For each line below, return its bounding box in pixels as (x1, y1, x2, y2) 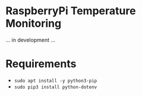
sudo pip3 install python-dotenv (14, 84, 97, 90)
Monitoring (5, 17, 62, 30)
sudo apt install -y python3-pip (14, 78, 97, 84)
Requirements (5, 57, 77, 71)
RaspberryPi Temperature (5, 4, 136, 18)
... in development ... (5, 36, 56, 43)
